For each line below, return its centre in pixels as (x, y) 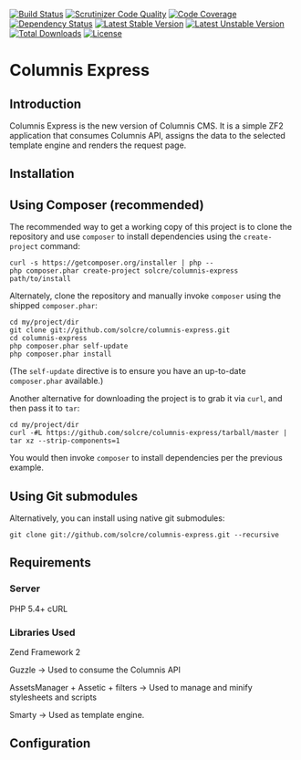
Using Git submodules (74, 496)
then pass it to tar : (45, 408)
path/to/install (40, 279)
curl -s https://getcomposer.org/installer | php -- (112, 263)
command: (60, 246)
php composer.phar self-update (69, 347)
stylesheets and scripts (53, 697)
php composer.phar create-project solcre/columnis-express (124, 271)
